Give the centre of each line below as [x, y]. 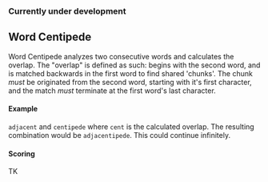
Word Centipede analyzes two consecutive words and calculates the [121, 56]
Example [23, 109]
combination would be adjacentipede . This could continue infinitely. [119, 135]
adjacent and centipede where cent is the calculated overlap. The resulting [131, 127]
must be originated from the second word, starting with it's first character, [130, 82]
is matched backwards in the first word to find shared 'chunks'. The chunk [131, 73]
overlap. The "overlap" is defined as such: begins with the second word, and [134, 65]
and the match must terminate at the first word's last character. [112, 91]
